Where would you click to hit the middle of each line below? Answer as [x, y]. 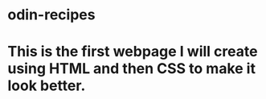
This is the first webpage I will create [133, 52]
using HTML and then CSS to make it [132, 69]
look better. [47, 86]
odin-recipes [51, 15]
